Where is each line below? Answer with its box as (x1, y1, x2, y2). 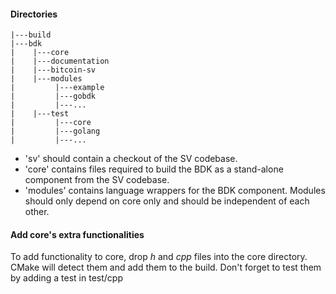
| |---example (10, 83, 105, 93)
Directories (10, 8, 58, 20)
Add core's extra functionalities (10, 228, 145, 240)
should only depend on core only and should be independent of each (24, 195, 310, 207)
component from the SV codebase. (24, 174, 170, 186)
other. (24, 206, 50, 218)
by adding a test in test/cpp (10, 272, 123, 284)
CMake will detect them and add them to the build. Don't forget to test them (10, 261, 322, 274)
